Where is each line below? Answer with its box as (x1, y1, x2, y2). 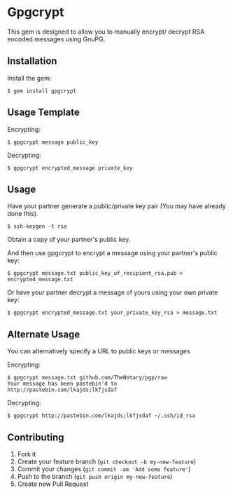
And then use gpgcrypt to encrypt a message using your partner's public (7, 249, 218, 257)
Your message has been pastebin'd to (7, 380, 118, 388)
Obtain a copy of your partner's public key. (7, 236, 131, 244)
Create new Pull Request (17, 480, 89, 488)
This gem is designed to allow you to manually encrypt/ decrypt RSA (7, 27, 205, 36)
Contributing (7, 431, 64, 443)
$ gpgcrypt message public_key (7, 138, 99, 146)
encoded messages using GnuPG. (7, 34, 106, 43)
